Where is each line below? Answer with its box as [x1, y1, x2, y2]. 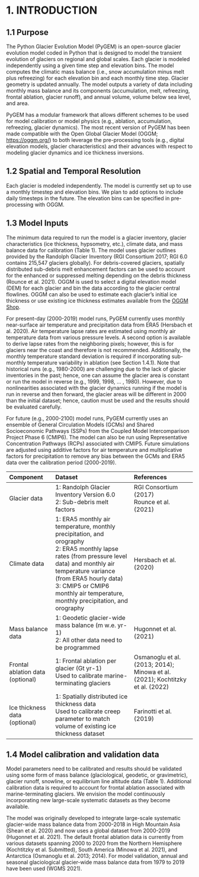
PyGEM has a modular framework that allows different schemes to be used [6, 111, 189, 118]
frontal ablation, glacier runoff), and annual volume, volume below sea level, [6, 93, 191, 100]
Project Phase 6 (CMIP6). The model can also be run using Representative [6, 433, 188, 441]
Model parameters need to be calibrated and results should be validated [6, 765, 182, 772]
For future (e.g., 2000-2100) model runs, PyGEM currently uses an [6, 414, 168, 422]
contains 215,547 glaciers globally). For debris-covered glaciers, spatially [6, 259, 185, 266]
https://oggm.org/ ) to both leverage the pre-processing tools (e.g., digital [6, 137, 185, 143]
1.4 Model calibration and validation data [6, 749, 159, 760]
